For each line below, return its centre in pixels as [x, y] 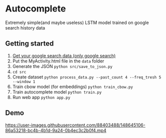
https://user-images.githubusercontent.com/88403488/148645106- [75, 125]
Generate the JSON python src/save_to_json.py [62, 66]
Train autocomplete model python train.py [57, 92]
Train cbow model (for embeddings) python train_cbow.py [73, 86]
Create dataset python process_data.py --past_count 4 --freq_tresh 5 [87, 77]
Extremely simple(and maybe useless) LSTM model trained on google [77, 22]
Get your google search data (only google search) [64, 55]
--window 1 [24, 81]
